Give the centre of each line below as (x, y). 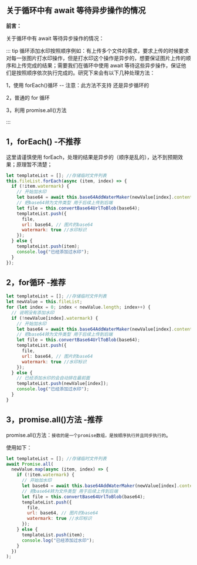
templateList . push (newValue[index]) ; (63, 384)
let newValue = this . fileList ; (44, 302)
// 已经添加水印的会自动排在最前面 (53, 378)
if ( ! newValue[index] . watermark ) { (55, 318)
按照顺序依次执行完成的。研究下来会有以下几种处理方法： (86, 73)
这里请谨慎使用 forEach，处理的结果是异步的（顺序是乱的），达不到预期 (92, 157)
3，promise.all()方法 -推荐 (55, 420)
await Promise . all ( (30, 464)
